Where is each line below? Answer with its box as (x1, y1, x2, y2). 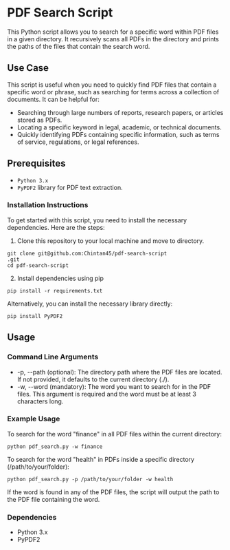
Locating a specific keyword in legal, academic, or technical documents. (16, 123, 222, 131)
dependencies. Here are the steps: (7, 223, 105, 231)
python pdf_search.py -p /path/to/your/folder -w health (7, 476, 174, 483)
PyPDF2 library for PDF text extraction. (16, 183, 123, 191)
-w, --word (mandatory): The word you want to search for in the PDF (16, 382, 211, 390)
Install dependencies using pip (16, 274, 104, 282)
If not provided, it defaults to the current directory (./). (16, 375, 170, 383)
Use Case (7, 62, 49, 74)
